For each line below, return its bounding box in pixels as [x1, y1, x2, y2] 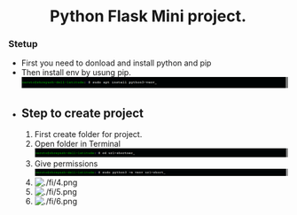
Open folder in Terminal [34, 138, 121, 149]
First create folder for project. [34, 128, 143, 139]
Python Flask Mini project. [49, 6, 247, 27]
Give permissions [34, 158, 98, 169]
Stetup [8, 38, 38, 50]
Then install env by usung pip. [20, 67, 132, 78]
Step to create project [20, 105, 144, 120]
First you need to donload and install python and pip [20, 58, 212, 68]
